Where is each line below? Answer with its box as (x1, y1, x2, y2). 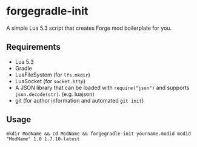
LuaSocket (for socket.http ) (15, 77, 86, 84)
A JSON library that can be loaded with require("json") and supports (15, 84, 190, 91)
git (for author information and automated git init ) (15, 97, 144, 104)
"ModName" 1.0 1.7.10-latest (6, 135, 80, 142)
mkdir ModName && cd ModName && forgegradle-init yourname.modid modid (6, 131, 191, 137)
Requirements (6, 42, 61, 52)
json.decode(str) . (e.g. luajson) (15, 90, 95, 98)
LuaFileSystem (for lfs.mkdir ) (15, 71, 91, 78)
